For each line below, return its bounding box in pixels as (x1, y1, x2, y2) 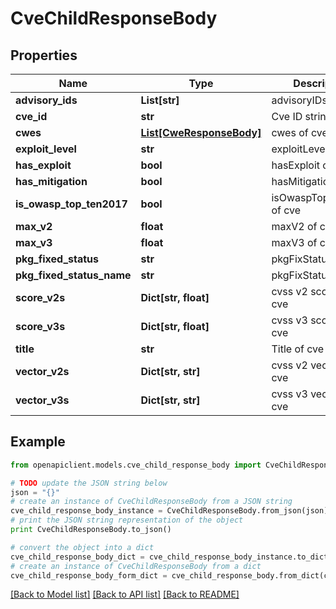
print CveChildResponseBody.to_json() (10, 525, 172, 535)
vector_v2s (15, 365, 70, 378)
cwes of (271, 126, 309, 139)
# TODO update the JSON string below (10, 478, 168, 488)
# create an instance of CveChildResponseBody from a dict (10, 561, 262, 571)
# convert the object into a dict (10, 542, 155, 552)
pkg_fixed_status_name (15, 268, 132, 282)
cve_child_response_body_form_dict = (10, 570, 168, 581)
